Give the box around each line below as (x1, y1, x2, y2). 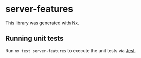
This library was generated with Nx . (5, 20, 79, 26)
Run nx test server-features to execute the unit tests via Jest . (5, 47, 136, 53)
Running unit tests (5, 34, 64, 43)
